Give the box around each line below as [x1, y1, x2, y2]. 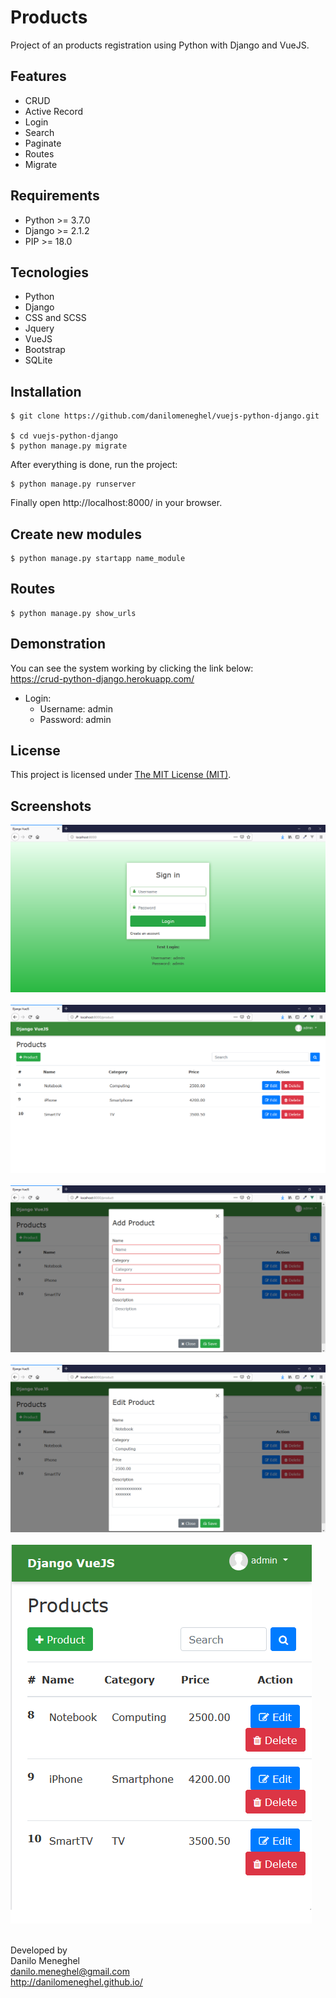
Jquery [24, 322, 55, 335]
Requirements [10, 187, 100, 205]
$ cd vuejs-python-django [10, 431, 118, 441]
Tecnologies [10, 264, 89, 281]
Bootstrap [24, 344, 66, 356]
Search [24, 126, 55, 138]
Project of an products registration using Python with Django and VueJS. [10, 39, 310, 51]
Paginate [24, 137, 62, 149]
